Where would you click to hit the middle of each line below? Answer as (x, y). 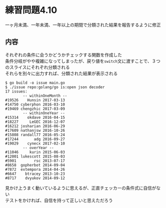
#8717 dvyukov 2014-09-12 (35, 178)
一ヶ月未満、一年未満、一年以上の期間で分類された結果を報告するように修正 (83, 25)
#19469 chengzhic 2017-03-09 (35, 109)
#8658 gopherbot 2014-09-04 (35, 165)
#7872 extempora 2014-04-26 (35, 169)
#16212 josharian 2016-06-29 (35, 126)
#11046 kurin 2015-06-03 (35, 152)
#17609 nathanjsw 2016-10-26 (35, 130)
